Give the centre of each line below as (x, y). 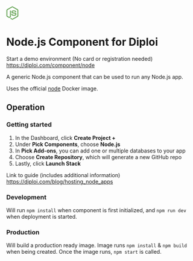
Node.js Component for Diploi (82, 42)
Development (27, 197)
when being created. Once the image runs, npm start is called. (84, 252)
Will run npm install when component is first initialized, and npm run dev (96, 210)
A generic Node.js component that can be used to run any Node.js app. (95, 77)
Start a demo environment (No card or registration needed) (80, 58)
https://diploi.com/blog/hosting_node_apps (60, 181)
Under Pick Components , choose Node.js (68, 144)
